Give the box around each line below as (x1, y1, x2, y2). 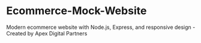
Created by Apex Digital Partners (6, 29, 88, 37)
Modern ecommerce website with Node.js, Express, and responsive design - (6, 24, 196, 31)
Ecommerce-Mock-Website (6, 4, 147, 18)
